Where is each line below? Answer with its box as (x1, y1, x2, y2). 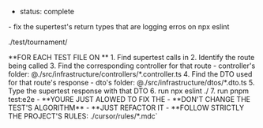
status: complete (19, 7, 75, 16)
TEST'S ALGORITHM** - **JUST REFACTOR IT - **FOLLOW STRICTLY (8, 103, 245, 112)
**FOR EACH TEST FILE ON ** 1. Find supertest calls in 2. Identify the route (8, 53, 255, 62)
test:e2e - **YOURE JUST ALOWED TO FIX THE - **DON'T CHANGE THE (8, 95, 251, 104)
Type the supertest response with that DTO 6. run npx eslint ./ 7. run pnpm (8, 86, 249, 96)
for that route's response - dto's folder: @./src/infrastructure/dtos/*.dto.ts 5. (8, 78, 255, 87)
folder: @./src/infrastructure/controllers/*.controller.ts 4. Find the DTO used (8, 70, 253, 78)
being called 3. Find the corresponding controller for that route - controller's (8, 61, 256, 70)
